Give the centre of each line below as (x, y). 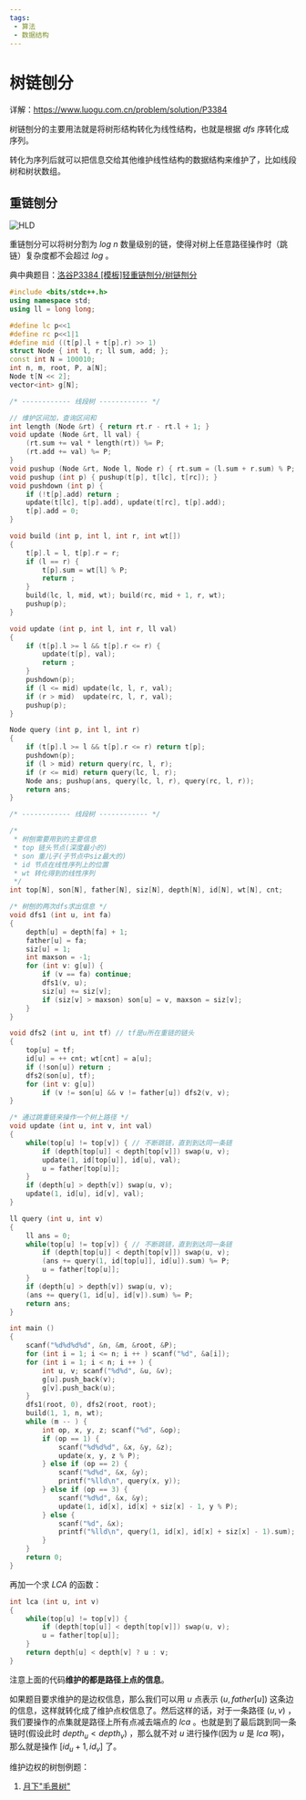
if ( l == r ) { (52, 562)
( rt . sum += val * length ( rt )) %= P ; (96, 443)
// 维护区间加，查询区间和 (53, 418)
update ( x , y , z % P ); (99, 1455)
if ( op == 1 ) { (71, 1438)
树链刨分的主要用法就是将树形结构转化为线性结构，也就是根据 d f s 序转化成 (149, 129)
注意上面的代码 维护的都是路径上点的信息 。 (89, 1680)
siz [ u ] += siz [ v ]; (77, 991)
